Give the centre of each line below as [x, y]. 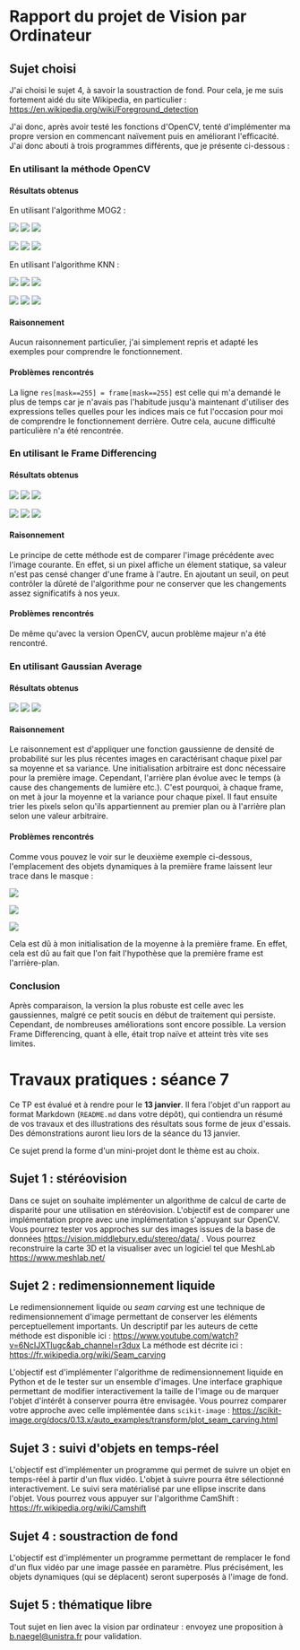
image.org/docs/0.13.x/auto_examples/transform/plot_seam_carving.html [144, 1420]
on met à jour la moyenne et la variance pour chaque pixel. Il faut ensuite [143, 797]
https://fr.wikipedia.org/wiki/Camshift [78, 1508]
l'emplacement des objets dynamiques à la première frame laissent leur [141, 866]
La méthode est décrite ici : [193, 1345]
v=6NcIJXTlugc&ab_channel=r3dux [75, 1345]
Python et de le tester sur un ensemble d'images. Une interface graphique [146, 1382]
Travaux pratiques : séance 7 [120, 1080]
